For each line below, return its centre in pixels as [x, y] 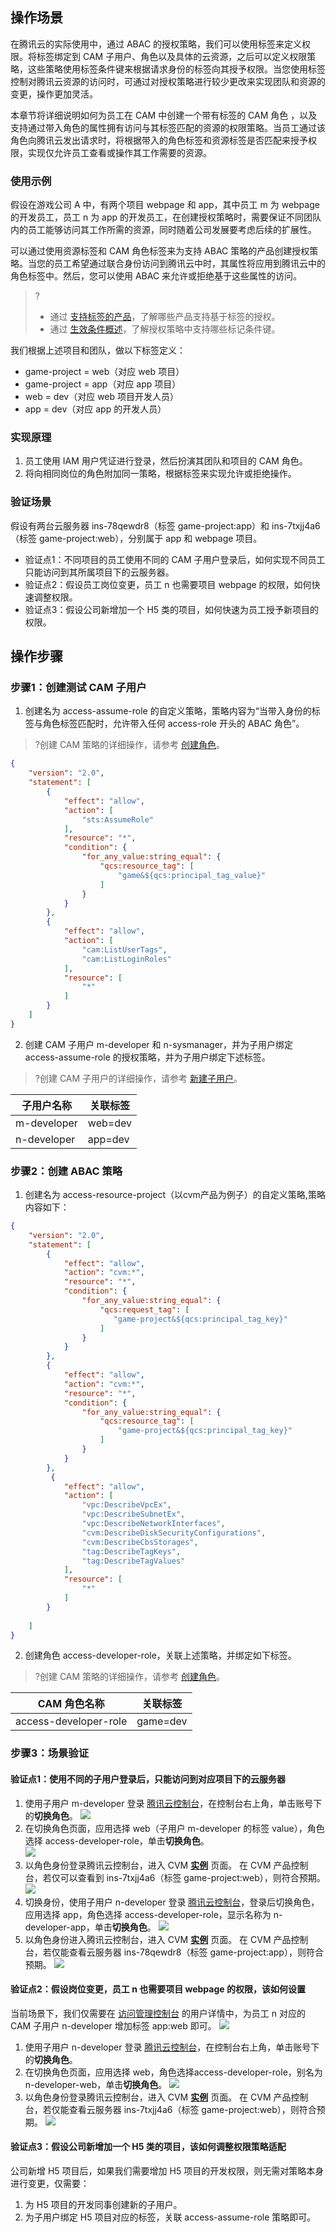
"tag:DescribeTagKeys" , [131, 1551]
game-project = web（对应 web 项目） [104, 372]
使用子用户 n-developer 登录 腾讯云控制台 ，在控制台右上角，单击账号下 [172, 2047]
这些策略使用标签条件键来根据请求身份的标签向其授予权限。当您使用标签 [176, 69]
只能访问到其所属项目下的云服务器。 [99, 572]
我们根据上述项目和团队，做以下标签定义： [98, 350]
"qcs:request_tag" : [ [144, 1309]
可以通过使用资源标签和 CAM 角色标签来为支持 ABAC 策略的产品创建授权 [160, 251]
